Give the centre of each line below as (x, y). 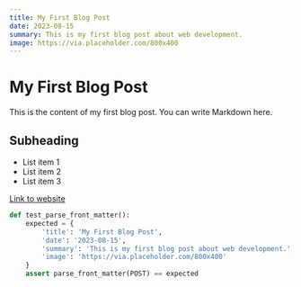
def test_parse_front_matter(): (70, 215)
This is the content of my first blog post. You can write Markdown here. (141, 112)
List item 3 (41, 181)
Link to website (37, 198)
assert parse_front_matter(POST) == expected (112, 274)
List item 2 (41, 171)
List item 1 (41, 162)
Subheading (44, 140)
